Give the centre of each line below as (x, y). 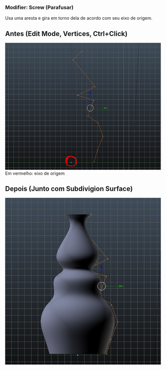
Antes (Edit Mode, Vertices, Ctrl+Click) (66, 34)
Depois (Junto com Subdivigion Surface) (69, 188)
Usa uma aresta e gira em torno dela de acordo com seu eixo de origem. (79, 18)
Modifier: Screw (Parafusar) (39, 7)
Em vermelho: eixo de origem (35, 173)
